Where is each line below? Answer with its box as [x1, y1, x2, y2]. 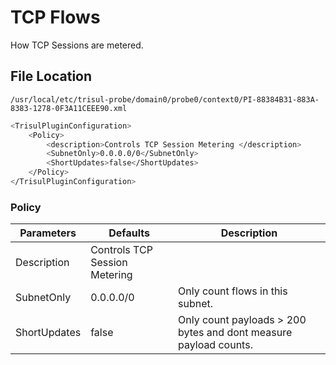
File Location [10, 68, 93, 85]
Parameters [19, 226, 77, 240]
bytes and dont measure [177, 326, 293, 340]
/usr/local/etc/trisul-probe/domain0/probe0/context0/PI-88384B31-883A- [10, 94, 320, 105]
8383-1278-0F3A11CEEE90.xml [10, 103, 128, 113]
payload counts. [177, 338, 253, 352]
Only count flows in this [177, 284, 288, 298]
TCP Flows [10, 6, 101, 29]
